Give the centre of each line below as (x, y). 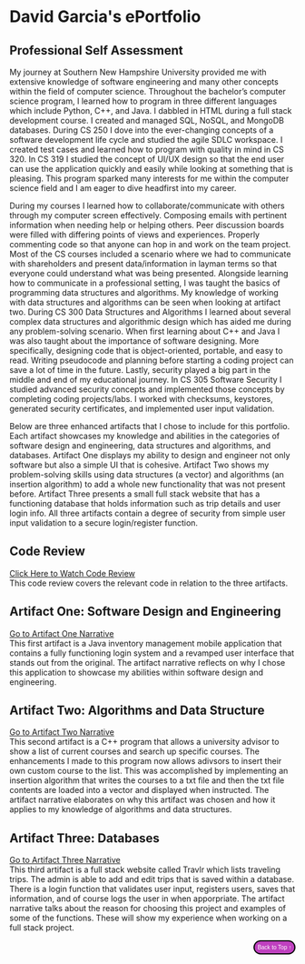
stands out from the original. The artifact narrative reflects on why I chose (148, 662)
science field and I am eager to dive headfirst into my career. (123, 188)
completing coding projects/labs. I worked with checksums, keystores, (142, 399)
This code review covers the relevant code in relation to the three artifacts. (149, 583)
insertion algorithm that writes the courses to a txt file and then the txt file (147, 780)
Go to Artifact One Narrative (62, 633)
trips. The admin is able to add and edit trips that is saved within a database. (152, 879)
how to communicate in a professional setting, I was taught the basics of (145, 283)
